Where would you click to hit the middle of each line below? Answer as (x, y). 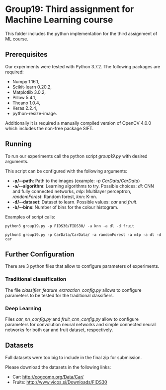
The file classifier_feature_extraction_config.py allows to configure (73, 290)
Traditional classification (36, 279)
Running (19, 144)
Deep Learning (23, 308)
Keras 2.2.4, (25, 108)
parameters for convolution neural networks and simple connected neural (81, 324)
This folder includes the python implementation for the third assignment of (81, 33)
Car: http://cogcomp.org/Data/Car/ (48, 377)
